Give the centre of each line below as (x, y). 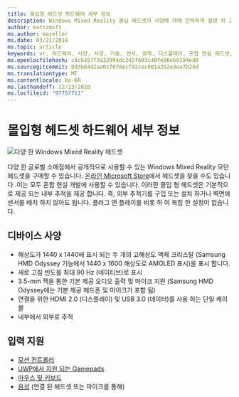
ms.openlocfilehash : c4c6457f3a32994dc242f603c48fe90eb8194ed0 (103, 60)
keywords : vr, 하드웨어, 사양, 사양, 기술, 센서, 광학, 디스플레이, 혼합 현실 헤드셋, (120, 54)
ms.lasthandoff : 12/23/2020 (49, 87)
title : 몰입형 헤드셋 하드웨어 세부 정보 (59, 14)
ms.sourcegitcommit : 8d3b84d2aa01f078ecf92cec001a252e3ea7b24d (103, 67)
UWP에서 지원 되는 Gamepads (61, 369)
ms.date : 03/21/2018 (38, 41)
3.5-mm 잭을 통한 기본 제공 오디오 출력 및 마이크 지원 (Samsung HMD (116, 281)
